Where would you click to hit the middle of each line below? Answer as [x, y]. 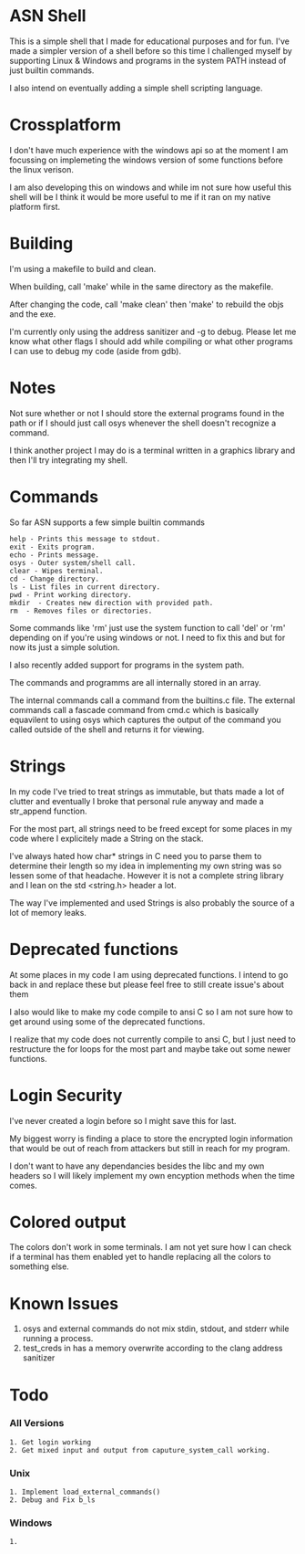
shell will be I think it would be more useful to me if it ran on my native [140, 196]
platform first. [35, 206]
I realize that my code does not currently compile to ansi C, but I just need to [152, 1039]
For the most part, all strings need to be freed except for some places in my [151, 828]
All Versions [37, 1423]
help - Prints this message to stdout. [85, 539]
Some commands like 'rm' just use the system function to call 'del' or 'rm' [147, 627]
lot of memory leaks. [48, 912]
